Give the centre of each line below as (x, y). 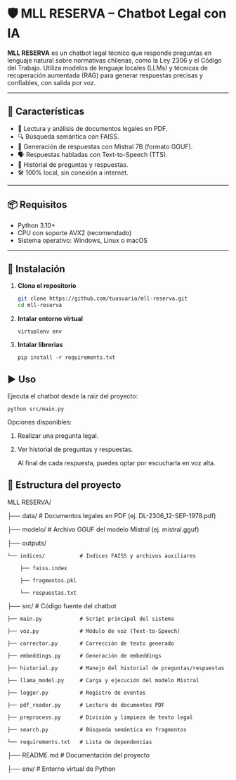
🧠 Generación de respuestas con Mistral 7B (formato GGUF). (105, 146)
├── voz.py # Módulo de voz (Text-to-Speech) (94, 631)
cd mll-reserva (40, 306)
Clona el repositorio (47, 286)
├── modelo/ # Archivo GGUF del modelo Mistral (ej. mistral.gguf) (103, 529)
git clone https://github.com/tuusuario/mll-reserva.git (103, 299)
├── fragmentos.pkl (48, 580)
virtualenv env (40, 332)
